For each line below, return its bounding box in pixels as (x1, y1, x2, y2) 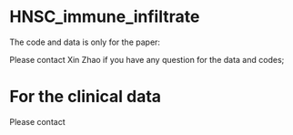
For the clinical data (9, 87, 162, 107)
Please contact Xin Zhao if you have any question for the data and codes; (9, 54, 285, 65)
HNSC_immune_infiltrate (9, 6, 200, 27)
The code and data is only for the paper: (9, 36, 161, 47)
